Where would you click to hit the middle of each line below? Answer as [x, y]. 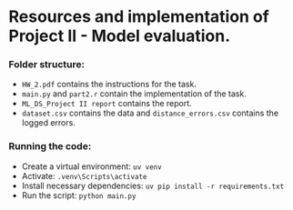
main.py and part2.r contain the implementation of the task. [134, 94]
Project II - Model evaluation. [120, 36]
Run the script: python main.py [79, 195]
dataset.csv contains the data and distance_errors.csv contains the [150, 113]
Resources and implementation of [139, 17]
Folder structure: [47, 65]
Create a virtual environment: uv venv [91, 166]
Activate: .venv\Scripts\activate [84, 175]
